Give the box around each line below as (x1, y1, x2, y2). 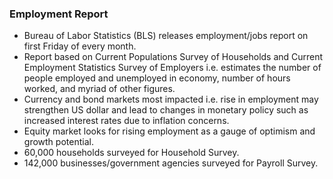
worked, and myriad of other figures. (23, 83, 176, 95)
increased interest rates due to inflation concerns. (23, 115, 230, 127)
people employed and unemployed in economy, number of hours (23, 72, 291, 84)
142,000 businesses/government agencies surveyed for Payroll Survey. (23, 157, 319, 169)
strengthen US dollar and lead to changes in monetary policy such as (23, 104, 309, 116)
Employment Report (9, 7, 109, 21)
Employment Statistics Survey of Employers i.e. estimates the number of (23, 62, 322, 74)
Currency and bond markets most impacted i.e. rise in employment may (23, 93, 319, 106)
